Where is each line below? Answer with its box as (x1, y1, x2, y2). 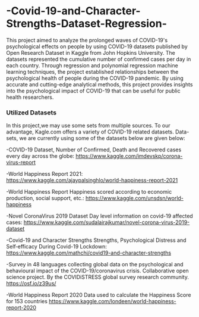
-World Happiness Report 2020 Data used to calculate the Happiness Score (6, 291, 191, 299)
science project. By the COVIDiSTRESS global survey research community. (6, 274, 189, 281)
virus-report (6, 159, 36, 166)
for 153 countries (6, 298, 48, 305)
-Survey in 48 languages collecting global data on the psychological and (6, 261, 184, 268)
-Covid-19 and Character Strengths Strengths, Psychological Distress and (6, 237, 187, 244)
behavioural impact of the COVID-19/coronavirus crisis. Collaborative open (6, 267, 189, 275)
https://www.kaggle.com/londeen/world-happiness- (48, 298, 176, 305)
